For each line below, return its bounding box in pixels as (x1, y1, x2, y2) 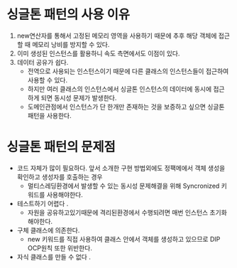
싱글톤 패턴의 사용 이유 (6, 6, 131, 23)
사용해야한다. (46, 190, 83, 199)
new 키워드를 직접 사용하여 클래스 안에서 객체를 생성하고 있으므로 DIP (27, 235, 221, 243)
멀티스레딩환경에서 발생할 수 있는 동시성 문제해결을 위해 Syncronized (27, 181, 220, 190)
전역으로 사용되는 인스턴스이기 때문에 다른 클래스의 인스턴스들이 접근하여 (27, 67, 229, 75)
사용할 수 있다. (27, 75, 68, 84)
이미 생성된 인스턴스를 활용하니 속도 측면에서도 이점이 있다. (16, 49, 180, 58)
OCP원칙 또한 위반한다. (27, 243, 93, 252)
